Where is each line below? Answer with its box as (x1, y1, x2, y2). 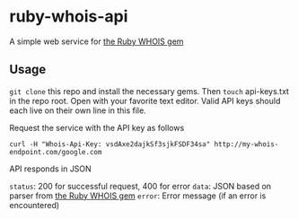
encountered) (9, 199, 60, 210)
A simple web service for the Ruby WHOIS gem (9, 36, 184, 47)
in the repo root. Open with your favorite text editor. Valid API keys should (9, 95, 281, 106)
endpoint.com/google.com (9, 147, 102, 156)
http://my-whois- (214, 139, 279, 149)
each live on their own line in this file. (9, 105, 146, 116)
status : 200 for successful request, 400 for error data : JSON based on (9, 180, 272, 191)
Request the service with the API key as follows (9, 122, 185, 133)
